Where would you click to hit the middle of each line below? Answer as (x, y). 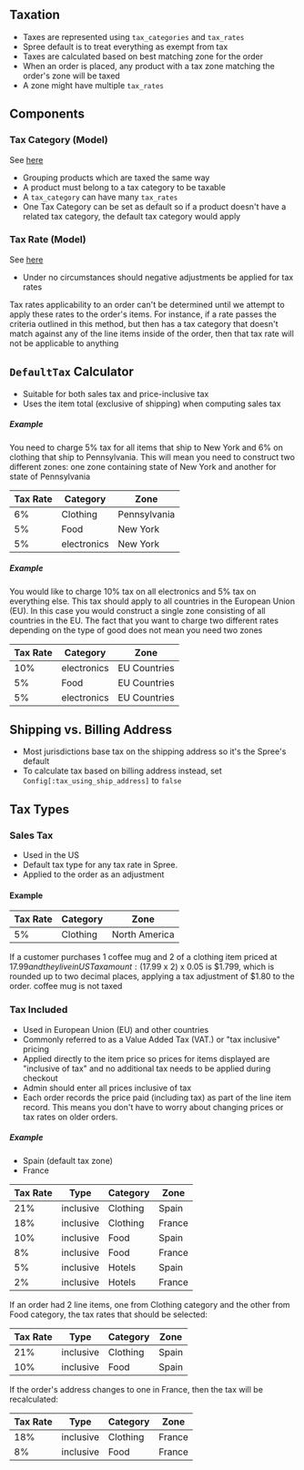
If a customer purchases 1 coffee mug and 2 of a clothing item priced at (143, 957)
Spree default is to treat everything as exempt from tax (125, 46)
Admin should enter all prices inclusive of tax (107, 1087)
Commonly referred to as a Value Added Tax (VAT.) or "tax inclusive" (151, 1039)
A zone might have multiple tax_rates (93, 85)
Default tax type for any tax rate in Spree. (100, 865)
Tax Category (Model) (59, 140)
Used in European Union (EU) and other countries (116, 1029)
